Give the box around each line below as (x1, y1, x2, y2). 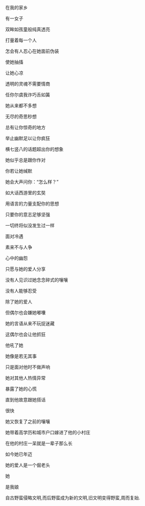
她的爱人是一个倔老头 (5, 462, 50, 468)
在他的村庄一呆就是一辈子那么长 (5, 440, 72, 446)
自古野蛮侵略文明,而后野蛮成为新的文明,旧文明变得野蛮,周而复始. (5, 495, 140, 501)
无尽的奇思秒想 (5, 113, 37, 119)
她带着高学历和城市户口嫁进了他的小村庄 (5, 430, 90, 435)
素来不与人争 (5, 244, 32, 250)
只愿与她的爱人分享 (5, 266, 46, 272)
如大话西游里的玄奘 (5, 190, 46, 196)
